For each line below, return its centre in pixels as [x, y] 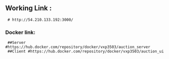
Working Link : [29, 8]
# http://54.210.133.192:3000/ [40, 19]
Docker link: [20, 32]
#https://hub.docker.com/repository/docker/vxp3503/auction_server [78, 47]
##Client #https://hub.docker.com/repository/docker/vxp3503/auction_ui [86, 51]
